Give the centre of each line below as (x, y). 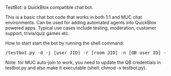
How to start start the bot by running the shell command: (65, 43)
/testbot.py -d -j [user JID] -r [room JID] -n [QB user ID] (83, 53)
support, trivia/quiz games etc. (37, 33)
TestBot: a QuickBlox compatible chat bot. (49, 7)
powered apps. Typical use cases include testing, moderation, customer (81, 28)
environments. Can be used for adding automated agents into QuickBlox (81, 23)
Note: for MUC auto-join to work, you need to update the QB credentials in (83, 62)
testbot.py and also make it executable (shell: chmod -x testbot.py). (76, 68)
